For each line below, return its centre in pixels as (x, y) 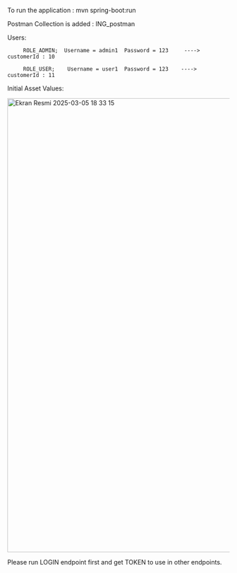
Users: (17, 37)
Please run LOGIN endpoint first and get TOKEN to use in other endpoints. (115, 562)
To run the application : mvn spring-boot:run (72, 10)
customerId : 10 (31, 57)
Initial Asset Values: (36, 88)
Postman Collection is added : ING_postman (71, 24)
